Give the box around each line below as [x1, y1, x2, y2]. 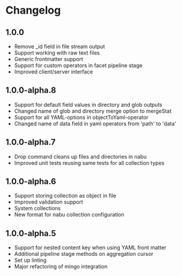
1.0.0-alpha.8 [5, 85, 56, 96]
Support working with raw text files [14, 49, 100, 56]
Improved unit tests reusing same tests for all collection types [14, 159, 165, 166]
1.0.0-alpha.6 [5, 176, 56, 187]
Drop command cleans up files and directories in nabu [14, 153, 147, 160]
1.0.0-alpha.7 [5, 137, 56, 147]
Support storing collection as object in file [14, 192, 117, 199]
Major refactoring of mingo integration [14, 263, 108, 270]
